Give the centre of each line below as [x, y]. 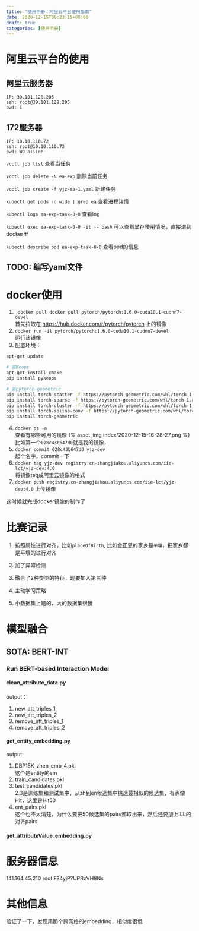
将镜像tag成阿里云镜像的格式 [50, 475]
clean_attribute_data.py [36, 683]
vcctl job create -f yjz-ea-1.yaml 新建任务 [61, 189]
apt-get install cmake [34, 373]
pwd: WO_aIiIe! [25, 152]
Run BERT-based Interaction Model [58, 668]
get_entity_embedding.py [38, 741]
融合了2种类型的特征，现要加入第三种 [60, 578]
